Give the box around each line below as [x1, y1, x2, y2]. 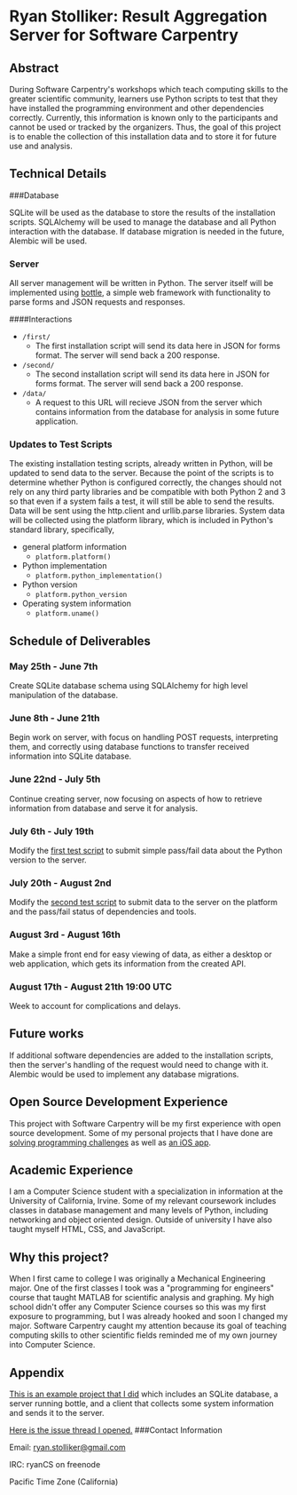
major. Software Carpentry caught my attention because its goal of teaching [9, 1321, 287, 1332]
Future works [9, 1026, 84, 1041]
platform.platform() [35, 553, 112, 561]
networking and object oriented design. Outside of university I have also [9, 1214, 273, 1225]
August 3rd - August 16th [9, 928, 121, 941]
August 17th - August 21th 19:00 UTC [9, 980, 173, 992]
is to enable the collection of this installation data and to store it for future [9, 131, 277, 141]
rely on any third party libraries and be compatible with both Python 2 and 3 [9, 487, 286, 497]
